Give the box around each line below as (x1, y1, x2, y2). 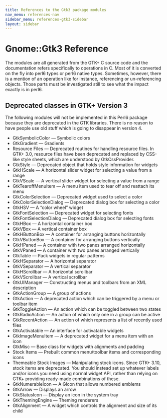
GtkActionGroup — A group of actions (12, 290, 91, 296)
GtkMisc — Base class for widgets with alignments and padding (12, 343, 144, 350)
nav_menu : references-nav (5, 12, 59, 17)
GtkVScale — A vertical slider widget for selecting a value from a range (12, 178, 159, 184)
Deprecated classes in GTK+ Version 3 (5, 101, 128, 110)
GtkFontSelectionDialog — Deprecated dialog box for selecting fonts (12, 215, 154, 221)
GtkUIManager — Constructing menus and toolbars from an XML (12, 280, 147, 285)
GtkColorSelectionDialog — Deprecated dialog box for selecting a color (12, 199, 160, 205)
